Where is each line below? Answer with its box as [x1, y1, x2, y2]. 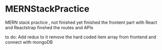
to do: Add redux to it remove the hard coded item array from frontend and [5, 34, 157, 40]
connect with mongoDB [5, 39, 53, 45]
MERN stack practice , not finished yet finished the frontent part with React [5, 19, 158, 25]
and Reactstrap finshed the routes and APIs [5, 24, 94, 30]
